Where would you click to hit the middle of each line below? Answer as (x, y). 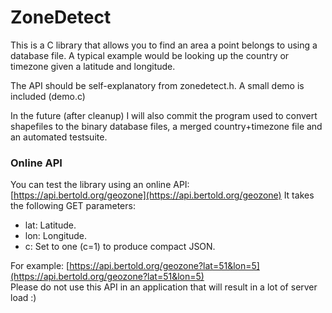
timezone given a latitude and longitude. (93, 66)
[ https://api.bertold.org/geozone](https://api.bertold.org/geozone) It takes (162, 195)
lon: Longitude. (56, 236)
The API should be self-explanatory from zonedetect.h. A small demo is (157, 85)
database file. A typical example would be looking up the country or (150, 55)
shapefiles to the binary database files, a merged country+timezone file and (166, 126)
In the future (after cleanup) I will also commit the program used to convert (164, 115)
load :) (23, 298)
